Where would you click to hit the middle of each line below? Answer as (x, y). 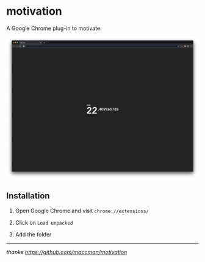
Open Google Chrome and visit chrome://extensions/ (82, 211)
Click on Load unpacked (44, 222)
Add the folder (33, 234)
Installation (28, 196)
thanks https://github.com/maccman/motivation (67, 252)
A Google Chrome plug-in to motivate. (54, 28)
